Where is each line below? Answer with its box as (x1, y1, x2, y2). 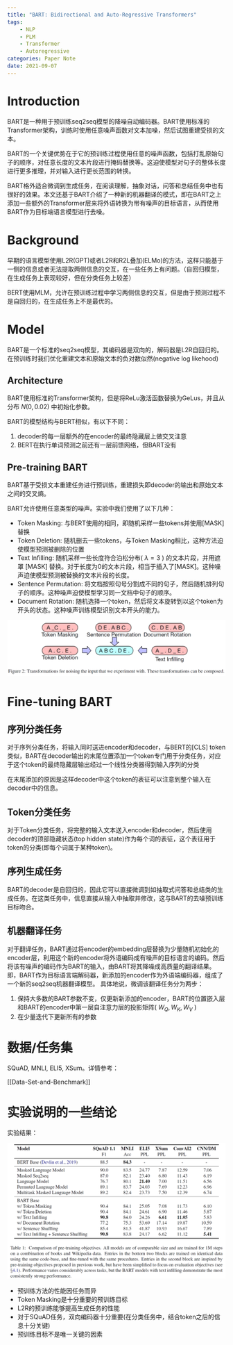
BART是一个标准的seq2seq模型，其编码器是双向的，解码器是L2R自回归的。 (7, 345, 223, 354)
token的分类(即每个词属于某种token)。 (7, 843, 116, 851)
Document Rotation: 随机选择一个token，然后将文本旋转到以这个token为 (17, 597, 223, 606)
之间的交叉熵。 (7, 490, 50, 498)
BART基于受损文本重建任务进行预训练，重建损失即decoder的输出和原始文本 (7, 481, 223, 489)
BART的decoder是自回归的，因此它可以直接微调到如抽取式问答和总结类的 (7, 885, 217, 893)
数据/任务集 (7, 1039, 73, 1055)
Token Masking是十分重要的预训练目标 (17, 1295, 128, 1303)
